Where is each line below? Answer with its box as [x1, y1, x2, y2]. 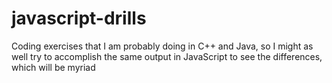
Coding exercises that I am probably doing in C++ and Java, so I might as [11, 40, 314, 52]
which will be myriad [11, 61, 96, 73]
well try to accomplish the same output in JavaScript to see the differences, [11, 50, 323, 62]
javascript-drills [11, 7, 147, 30]
